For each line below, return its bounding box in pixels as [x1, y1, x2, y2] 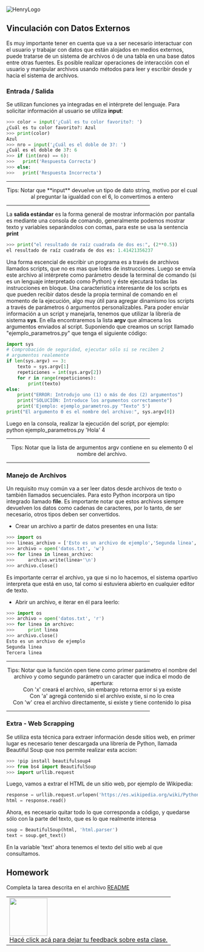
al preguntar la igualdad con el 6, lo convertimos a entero [30, 193, 174, 200]
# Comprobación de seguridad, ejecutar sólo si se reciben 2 [6, 347, 165, 353]
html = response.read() [6, 798, 67, 804]
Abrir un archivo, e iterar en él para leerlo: [15, 598, 120, 605]
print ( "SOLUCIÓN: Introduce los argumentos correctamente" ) [17, 398, 172, 404]
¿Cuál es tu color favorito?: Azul [6, 125, 97, 131]
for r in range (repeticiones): [17, 374, 97, 381]
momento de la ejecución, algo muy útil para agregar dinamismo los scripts [6, 297, 194, 304]
